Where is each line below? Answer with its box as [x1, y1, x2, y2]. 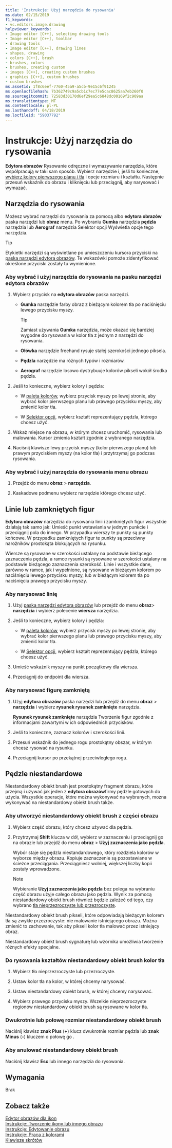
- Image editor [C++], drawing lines [5, 46, 86, 51]
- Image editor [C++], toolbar [5, 37, 72, 42]
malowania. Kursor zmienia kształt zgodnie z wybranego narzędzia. [12, 434, 156, 441]
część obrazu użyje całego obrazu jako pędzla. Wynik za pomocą [12, 891, 152, 897]
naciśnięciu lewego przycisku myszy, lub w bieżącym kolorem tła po [5, 572, 150, 578]
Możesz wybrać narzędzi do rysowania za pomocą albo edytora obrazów [5, 213, 162, 219]
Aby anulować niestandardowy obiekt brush [5, 1047, 118, 1054]
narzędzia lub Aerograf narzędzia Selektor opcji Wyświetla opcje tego [5, 224, 154, 230]
